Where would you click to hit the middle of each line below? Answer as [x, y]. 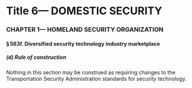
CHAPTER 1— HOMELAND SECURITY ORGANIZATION [85, 30]
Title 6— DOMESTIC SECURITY [84, 11]
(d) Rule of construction [36, 57]
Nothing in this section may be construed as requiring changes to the [91, 72]
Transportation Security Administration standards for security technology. [97, 78]
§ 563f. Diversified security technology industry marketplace [83, 43]
